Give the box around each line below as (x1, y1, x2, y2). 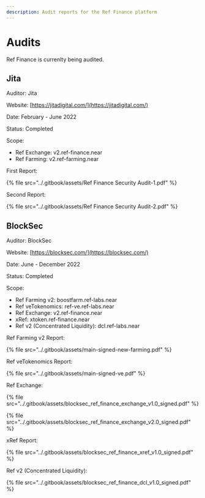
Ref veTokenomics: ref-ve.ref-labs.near (15, 303, 114, 310)
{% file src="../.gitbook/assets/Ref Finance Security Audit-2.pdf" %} (6, 203, 179, 210)
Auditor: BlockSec (6, 237, 52, 244)
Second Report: (6, 191, 46, 198)
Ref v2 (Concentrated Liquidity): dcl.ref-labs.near (15, 322, 140, 330)
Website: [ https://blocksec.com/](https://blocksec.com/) (6, 249, 149, 256)
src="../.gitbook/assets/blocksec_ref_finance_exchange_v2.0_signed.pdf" (6, 418, 192, 426)
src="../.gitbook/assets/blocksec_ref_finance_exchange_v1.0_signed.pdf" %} (6, 400, 199, 407)
